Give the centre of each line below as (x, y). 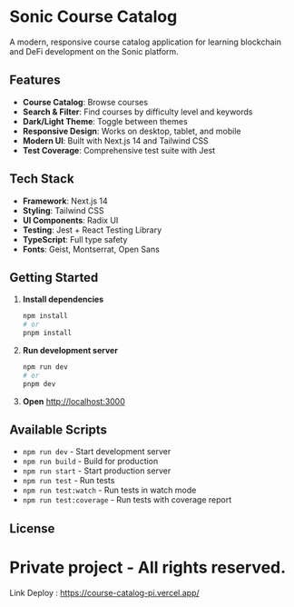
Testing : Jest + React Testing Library (92, 230)
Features (35, 80)
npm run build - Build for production (90, 462)
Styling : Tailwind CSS (63, 210)
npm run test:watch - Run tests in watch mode (109, 490)
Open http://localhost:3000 (73, 401)
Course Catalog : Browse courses (85, 102)
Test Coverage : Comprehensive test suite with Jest (119, 150)
